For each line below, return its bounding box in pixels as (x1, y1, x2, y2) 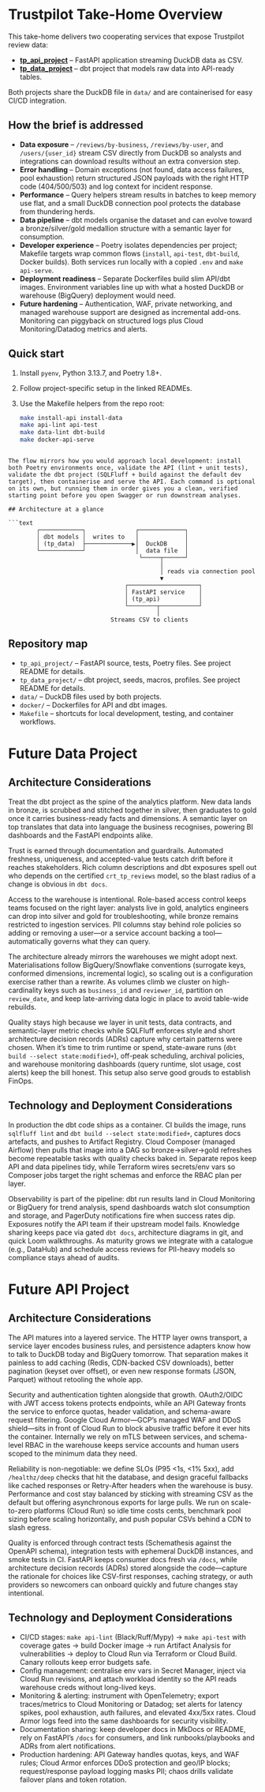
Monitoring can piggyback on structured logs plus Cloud (19, 316, 203, 325)
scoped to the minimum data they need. (8, 1449, 138, 1458)
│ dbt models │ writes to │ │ (36, 533, 189, 542)
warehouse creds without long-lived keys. (19, 1682, 156, 1692)
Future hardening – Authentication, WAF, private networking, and (19, 298, 233, 309)
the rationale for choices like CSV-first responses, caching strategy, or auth (8, 1571, 253, 1580)
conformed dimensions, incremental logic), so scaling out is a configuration (8, 969, 254, 978)
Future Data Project (8, 744, 138, 763)
